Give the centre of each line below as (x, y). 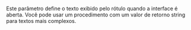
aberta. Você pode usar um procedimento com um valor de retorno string (96, 15)
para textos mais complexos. (41, 21)
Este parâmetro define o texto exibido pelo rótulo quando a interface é (92, 9)
